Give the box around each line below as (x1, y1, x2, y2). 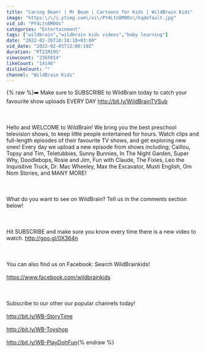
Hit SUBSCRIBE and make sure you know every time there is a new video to (6, 228, 196, 235)
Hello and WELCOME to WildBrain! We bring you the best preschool (6, 124, 177, 131)
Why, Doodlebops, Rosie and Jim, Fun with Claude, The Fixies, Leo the (6, 156, 185, 164)
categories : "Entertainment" (6, 26, 81, 33)
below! (6, 202, 23, 209)
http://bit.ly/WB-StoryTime (6, 313, 73, 320)
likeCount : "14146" (6, 60, 56, 66)
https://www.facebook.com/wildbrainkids (6, 274, 111, 281)
